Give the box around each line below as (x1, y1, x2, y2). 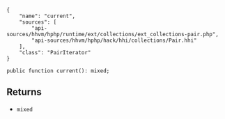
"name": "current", (19, 13, 76, 19)
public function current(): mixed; (6, 68, 110, 74)
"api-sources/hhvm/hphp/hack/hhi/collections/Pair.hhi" (31, 37, 197, 44)
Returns (6, 86, 42, 98)
